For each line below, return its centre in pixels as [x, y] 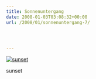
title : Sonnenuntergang [35, 11]
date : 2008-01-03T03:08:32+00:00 [47, 17]
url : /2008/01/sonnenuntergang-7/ [48, 22]
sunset [14, 71]
